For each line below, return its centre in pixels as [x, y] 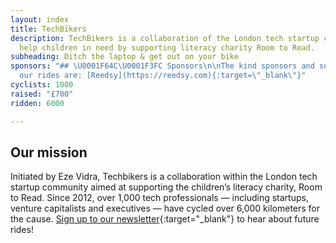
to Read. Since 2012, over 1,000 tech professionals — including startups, [159, 198]
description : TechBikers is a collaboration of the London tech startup [165, 38]
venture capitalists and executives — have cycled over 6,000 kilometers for [165, 208]
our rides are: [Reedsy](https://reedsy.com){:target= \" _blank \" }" [163, 76]
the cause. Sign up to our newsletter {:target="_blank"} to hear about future [165, 219]
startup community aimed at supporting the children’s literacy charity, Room [166, 187]
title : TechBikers [48, 29]
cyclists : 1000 [42, 85]
